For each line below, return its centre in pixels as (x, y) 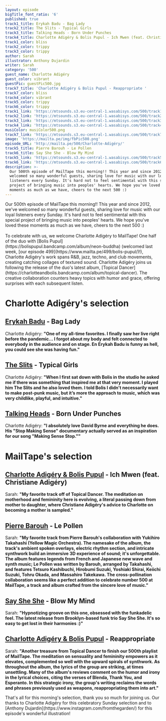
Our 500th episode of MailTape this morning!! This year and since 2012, (78, 204)
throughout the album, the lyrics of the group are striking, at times (74, 667)
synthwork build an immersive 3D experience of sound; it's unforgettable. (83, 554)
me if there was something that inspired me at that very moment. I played (82, 382)
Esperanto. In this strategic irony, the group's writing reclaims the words (81, 682)
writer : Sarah (20, 65)
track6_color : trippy (27, 107)
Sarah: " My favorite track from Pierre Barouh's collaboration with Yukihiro (83, 538)
